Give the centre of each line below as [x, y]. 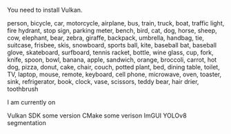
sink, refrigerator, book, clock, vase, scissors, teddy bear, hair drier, [103, 81]
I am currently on [31, 102]
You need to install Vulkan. [45, 10]
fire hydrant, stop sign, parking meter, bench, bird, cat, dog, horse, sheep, [112, 31]
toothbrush [23, 89]
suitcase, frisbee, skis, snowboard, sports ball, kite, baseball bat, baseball [112, 45]
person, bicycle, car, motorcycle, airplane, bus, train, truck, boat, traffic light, [116, 23]
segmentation [27, 123]
